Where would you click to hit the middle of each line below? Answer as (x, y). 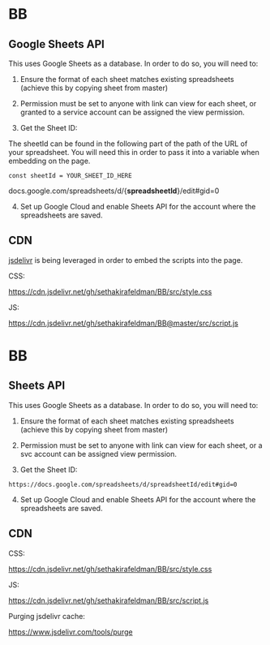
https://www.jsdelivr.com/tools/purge (71, 632)
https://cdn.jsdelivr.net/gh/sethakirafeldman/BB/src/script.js (109, 600)
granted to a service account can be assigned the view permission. (132, 112)
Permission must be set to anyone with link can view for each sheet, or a (141, 445)
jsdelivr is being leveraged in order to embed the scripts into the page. (126, 260)
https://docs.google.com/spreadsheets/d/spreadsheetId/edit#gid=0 (123, 484)
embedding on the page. (49, 161)
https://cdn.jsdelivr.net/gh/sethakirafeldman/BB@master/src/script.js (124, 323)
